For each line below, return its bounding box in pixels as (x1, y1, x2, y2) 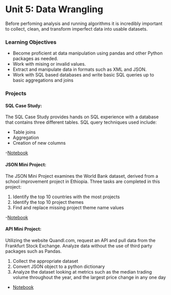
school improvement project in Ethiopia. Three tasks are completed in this (5, 178, 160, 184)
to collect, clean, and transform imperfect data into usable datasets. (5, 25, 148, 32)
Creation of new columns (12, 140, 66, 146)
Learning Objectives (5, 38, 57, 45)
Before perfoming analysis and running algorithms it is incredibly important (5, 20, 163, 26)
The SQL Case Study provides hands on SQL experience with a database (5, 114, 159, 120)
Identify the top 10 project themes (12, 199, 84, 205)
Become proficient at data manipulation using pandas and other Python (12, 50, 163, 57)
